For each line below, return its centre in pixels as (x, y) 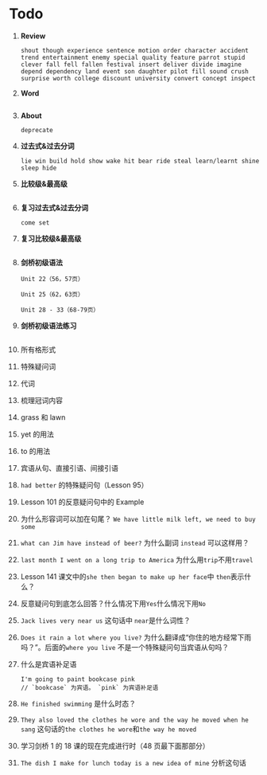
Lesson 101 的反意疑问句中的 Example (82, 502)
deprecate (37, 130)
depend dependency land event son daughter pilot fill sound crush (134, 71)
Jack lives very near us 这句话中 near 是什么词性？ (105, 620)
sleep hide (39, 168)
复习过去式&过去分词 (54, 207)
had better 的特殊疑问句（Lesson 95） (84, 485)
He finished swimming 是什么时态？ (78, 703)
